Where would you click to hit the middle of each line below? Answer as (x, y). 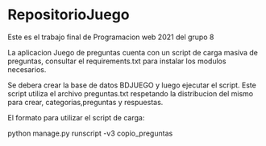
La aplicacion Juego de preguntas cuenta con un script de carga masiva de (133, 52)
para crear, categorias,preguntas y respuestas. (85, 102)
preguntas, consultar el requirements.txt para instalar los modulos (117, 61)
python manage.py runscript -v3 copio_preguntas (90, 133)
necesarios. (27, 69)
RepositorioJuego (69, 15)
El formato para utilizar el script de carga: (76, 117)
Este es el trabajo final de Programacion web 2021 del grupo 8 (111, 37)
